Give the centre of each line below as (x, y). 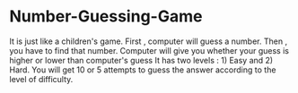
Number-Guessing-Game (106, 17)
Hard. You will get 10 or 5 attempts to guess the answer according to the (143, 70)
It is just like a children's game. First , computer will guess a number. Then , (149, 41)
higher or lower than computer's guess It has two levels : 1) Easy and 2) (141, 60)
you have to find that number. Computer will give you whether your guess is (149, 50)
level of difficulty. (41, 79)
